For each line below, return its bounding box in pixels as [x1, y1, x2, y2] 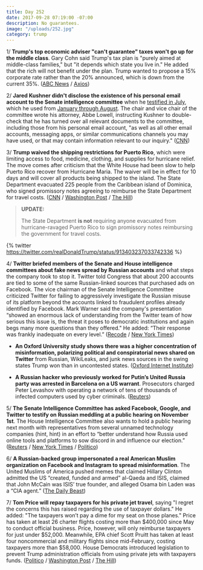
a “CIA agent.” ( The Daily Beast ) [6, 487, 86, 494]
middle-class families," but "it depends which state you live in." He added [6, 61, 189, 68]
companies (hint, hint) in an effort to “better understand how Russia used [6, 431, 188, 438]
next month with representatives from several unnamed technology [6, 424, 173, 431]
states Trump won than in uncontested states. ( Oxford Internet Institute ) [14, 362, 195, 370]
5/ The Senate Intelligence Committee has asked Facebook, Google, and [6, 405, 191, 412]
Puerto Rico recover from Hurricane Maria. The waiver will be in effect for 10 [6, 168, 196, 176]
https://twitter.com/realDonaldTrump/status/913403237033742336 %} [6, 248, 182, 256]
